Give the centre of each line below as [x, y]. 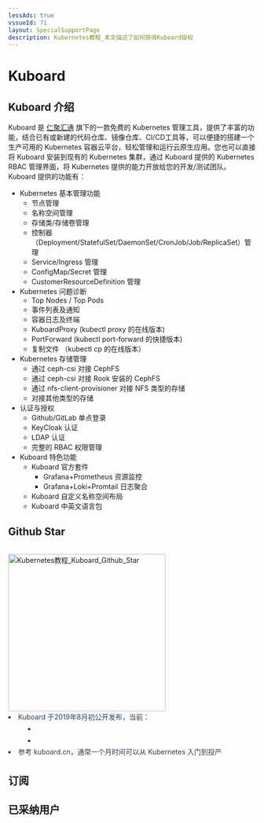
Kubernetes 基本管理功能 [60, 193]
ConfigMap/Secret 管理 [69, 272]
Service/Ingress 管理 [65, 262]
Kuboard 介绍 [41, 107]
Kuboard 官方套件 [60, 467]
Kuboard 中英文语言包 [67, 506]
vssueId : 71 [27, 23]
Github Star [37, 531]
